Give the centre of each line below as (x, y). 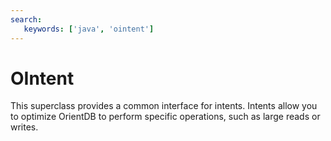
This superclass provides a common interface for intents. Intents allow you (164, 106)
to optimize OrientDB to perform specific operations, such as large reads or (165, 117)
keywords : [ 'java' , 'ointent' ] (89, 29)
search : (26, 19)
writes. (24, 127)
